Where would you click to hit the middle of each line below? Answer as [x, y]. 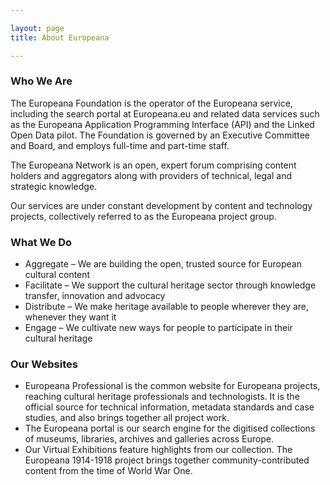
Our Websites [44, 364]
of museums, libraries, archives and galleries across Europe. [149, 439]
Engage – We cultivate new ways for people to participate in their [158, 328]
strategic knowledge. [54, 186]
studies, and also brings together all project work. [127, 418]
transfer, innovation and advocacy [95, 296]
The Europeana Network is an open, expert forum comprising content [153, 165]
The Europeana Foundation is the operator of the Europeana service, [151, 103]
